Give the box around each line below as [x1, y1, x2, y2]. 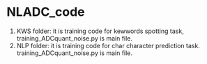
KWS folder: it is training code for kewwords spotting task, [16, 27, 184, 35]
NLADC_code [6, 4, 85, 20]
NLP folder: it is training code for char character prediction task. [16, 41, 200, 50]
